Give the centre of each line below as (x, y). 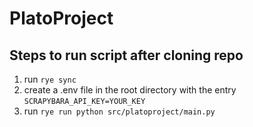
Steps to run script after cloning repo (126, 55)
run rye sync (50, 79)
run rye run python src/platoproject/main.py (119, 111)
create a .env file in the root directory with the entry (130, 90)
